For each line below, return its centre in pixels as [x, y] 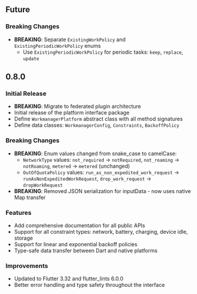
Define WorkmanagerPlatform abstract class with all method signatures [98, 119]
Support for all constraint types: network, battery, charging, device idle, [101, 231]
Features [19, 213]
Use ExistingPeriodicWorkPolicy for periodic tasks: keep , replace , [103, 52]
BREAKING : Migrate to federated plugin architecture [78, 106]
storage [23, 238]
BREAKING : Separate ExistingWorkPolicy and [70, 39]
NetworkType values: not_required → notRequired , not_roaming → [101, 159]
